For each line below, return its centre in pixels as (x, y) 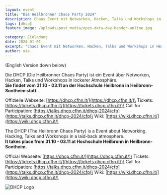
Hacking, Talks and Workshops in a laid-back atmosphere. (65, 136)
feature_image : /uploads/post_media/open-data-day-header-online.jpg (79, 28)
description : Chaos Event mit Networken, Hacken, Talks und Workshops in (83, 19)
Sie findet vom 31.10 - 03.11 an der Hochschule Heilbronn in (67, 85)
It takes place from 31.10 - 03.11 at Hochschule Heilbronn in (67, 141)
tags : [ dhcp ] (19, 24)
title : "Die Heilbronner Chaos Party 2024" (51, 14)
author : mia (17, 51)
